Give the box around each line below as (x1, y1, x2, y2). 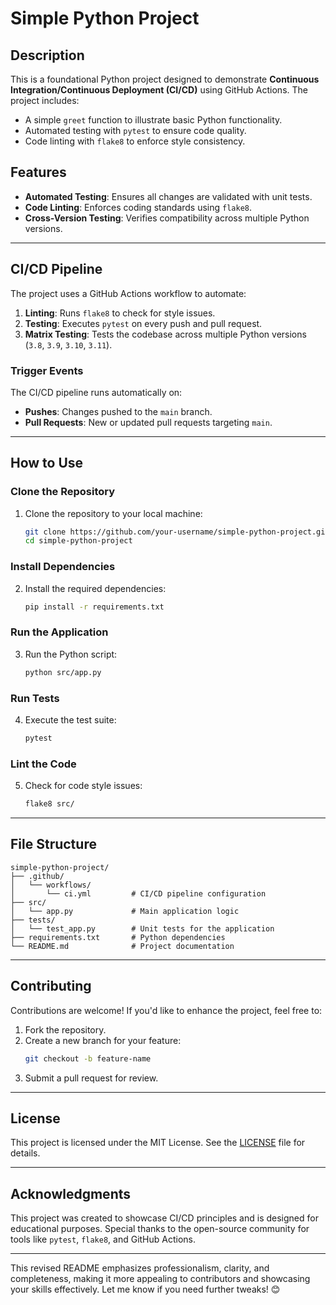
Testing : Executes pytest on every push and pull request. (24, 317, 263, 329)
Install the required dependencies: (24, 582, 167, 594)
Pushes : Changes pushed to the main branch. (24, 405, 213, 417)
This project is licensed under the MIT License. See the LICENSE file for (10, 1137, 306, 1149)
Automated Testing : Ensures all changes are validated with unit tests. (24, 190, 313, 202)
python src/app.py (24, 667, 102, 677)
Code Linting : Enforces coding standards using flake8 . (24, 201, 253, 213)
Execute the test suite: (24, 714, 117, 726)
